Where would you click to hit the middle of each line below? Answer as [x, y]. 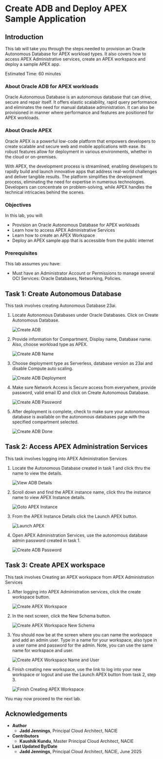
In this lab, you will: [24, 215]
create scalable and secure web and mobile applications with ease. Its [75, 146]
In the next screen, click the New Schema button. [61, 616]
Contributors [25, 736]
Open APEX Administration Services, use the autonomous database [80, 535]
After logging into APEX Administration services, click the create [76, 591]
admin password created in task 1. [46, 540]
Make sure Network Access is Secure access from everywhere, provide [84, 387]
